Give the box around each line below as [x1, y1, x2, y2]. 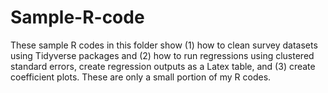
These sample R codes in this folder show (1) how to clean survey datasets [10, 39, 318, 51]
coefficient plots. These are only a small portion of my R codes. [10, 71, 272, 83]
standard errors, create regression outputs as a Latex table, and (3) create [10, 60, 316, 72]
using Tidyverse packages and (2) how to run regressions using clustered [10, 49, 315, 61]
